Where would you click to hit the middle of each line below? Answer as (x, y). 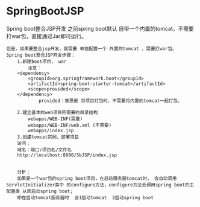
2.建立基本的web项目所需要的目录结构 (58, 112)
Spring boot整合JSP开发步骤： (41, 55)
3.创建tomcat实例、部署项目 (48, 137)
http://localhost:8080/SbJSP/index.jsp (67, 155)
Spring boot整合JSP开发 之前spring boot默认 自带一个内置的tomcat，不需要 (100, 28)
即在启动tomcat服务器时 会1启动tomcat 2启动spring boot (85, 197)
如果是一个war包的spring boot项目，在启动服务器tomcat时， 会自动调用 (97, 178)
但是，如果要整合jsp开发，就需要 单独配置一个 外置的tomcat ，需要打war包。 (92, 49)
